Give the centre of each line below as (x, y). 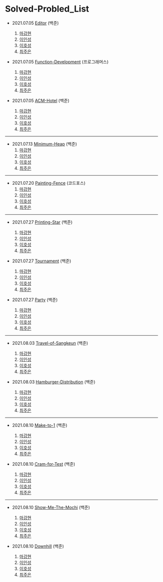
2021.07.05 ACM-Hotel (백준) (41, 100)
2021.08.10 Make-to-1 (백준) (40, 425)
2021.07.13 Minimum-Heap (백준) (44, 144)
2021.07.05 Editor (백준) (35, 23)
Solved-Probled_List (47, 9)
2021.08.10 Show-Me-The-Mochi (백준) (51, 507)
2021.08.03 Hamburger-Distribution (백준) (54, 382)
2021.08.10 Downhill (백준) (38, 546)
